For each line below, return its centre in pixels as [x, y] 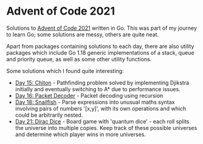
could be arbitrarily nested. [49, 115]
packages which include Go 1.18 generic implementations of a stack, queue [100, 52]
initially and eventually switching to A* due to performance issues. [98, 89]
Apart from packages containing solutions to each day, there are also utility [100, 46]
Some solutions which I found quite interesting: [65, 70]
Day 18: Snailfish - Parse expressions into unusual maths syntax [95, 102]
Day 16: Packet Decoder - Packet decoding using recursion [89, 95]
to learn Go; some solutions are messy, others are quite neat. [83, 34]
